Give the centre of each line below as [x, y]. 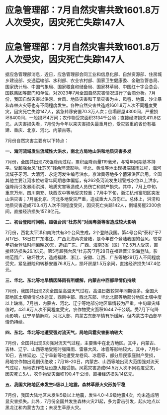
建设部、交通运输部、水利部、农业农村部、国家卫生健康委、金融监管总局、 [85, 80]
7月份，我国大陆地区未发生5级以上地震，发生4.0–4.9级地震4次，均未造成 [80, 395]
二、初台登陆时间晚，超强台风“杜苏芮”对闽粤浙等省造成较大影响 [71, 222]
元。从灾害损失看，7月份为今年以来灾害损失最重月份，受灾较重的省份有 [78, 124]
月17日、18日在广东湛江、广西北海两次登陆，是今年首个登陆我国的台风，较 [81, 239]
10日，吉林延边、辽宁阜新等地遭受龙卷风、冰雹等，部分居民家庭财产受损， [82, 355]
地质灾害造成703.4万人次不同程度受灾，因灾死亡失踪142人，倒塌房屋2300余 [83, 205]
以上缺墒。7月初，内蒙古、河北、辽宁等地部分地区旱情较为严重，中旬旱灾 [80, 303]
